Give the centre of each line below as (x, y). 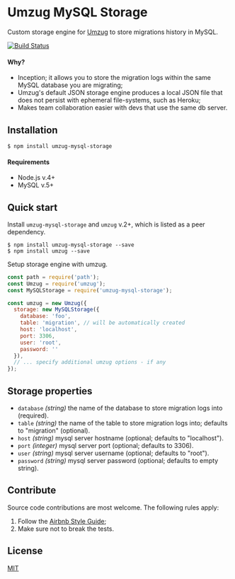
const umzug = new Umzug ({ (47, 303)
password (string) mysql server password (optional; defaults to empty (118, 461)
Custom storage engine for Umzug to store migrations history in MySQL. (113, 32)
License (25, 551)
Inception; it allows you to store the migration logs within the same (114, 78)
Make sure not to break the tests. (66, 529)
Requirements (29, 162)
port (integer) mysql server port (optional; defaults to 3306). (105, 446)
